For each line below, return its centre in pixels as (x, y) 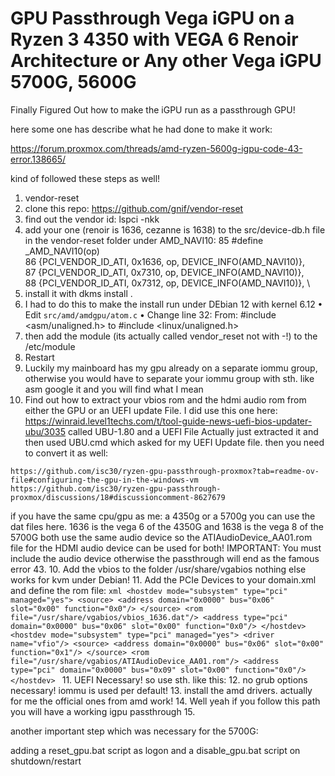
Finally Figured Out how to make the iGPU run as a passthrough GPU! (153, 109)
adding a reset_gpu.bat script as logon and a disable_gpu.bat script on (155, 750)
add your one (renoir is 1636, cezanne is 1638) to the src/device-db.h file (175, 229)
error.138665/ (38, 159)
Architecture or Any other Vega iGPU (166, 61)
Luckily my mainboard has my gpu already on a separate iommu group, (171, 368)
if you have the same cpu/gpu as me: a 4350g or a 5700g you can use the (163, 516)
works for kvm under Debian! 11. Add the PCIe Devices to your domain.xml (163, 579)
